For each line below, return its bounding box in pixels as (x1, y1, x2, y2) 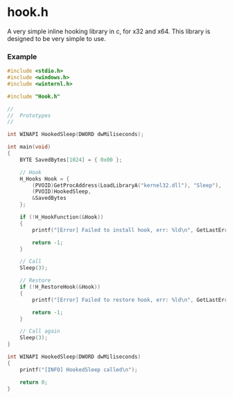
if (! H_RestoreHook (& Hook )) (19, 284, 101, 291)
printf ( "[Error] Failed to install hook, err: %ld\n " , (32, 226, 194, 233)
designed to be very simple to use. (7, 34, 106, 42)
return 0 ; (19, 379, 49, 386)
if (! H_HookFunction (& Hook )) (19, 214, 104, 221)
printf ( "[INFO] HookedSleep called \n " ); (19, 366, 138, 373)
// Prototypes (7, 112, 51, 119)
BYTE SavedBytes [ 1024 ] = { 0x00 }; (19, 156, 123, 163)
